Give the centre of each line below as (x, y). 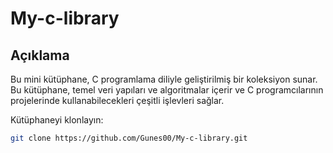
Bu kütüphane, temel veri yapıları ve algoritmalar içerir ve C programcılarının (167, 90)
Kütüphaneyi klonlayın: (57, 120)
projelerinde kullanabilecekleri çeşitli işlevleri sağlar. (117, 100)
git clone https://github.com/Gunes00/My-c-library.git (129, 138)
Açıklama (40, 55)
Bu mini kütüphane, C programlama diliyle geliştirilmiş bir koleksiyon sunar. (164, 79)
